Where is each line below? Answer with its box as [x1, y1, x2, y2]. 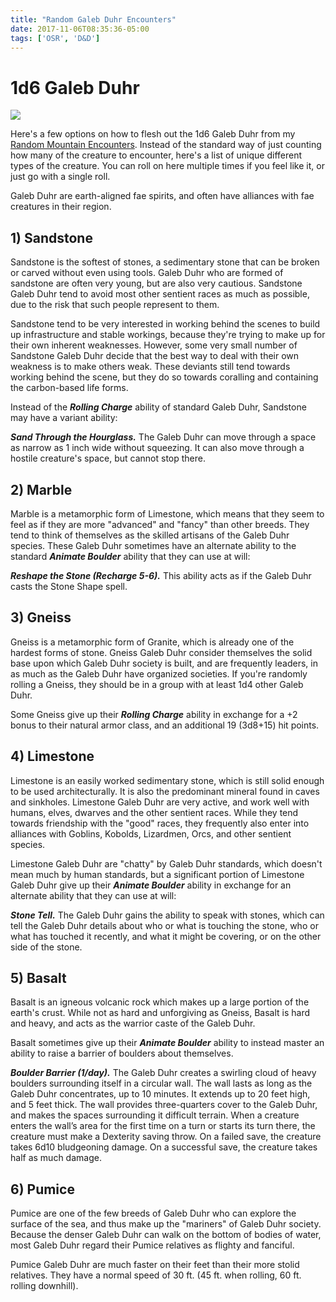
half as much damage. [10, 1152, 102, 1164]
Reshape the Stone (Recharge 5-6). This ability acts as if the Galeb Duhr [10, 569, 312, 581]
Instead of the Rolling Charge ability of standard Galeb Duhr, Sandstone [10, 401, 307, 413]
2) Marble [10, 481, 73, 498]
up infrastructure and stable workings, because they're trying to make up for [10, 329, 326, 341]
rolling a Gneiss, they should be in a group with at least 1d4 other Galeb [10, 678, 304, 690]
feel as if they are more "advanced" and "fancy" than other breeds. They [10, 518, 310, 530]
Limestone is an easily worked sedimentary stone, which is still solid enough [10, 774, 325, 786]
